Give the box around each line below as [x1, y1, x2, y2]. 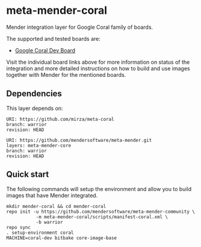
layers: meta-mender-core [6, 142, 71, 148]
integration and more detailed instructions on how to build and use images [6, 64, 191, 72]
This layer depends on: [6, 105, 63, 112]
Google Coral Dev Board [14, 46, 76, 54]
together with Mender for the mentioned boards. [6, 71, 126, 78]
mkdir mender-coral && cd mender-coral [6, 203, 107, 209]
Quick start [6, 169, 49, 180]
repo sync [6, 224, 31, 230]
